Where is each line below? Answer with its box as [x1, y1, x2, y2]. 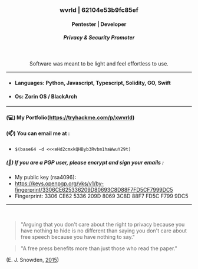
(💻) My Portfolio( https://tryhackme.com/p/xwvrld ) [6, 114, 135, 121]
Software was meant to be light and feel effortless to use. [29, 60, 169, 67]
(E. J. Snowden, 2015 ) [6, 257, 60, 264]
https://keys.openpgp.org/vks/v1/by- [14, 180, 104, 187]
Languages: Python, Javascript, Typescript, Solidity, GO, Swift [14, 80, 171, 87]
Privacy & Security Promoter [63, 34, 135, 41]
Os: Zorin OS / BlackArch [14, 93, 78, 100]
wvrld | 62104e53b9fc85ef [60, 6, 138, 14]
